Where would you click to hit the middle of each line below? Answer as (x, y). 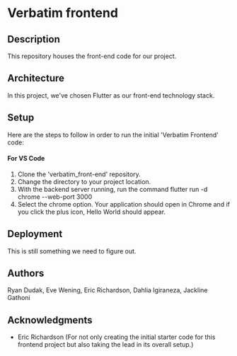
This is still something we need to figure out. (72, 251)
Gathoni (19, 298)
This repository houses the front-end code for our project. (92, 56)
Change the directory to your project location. (84, 181)
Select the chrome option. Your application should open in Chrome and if (123, 204)
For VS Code (26, 159)
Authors (26, 274)
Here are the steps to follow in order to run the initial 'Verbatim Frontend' (113, 134)
